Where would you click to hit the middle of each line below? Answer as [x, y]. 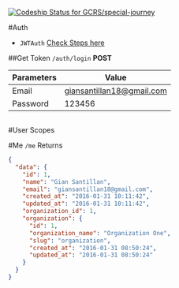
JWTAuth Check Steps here [62, 43]
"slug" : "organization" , [70, 241]
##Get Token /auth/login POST [60, 58]
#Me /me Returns [35, 145]
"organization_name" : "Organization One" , [100, 233]
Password [31, 104]
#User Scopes [32, 130]
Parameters [34, 77]
